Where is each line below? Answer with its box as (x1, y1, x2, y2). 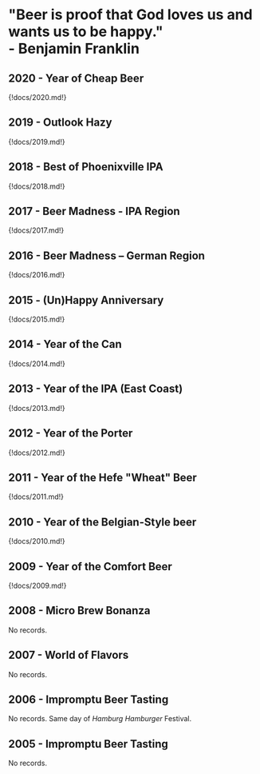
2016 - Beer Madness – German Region (8, 249, 206, 262)
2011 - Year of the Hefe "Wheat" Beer (8, 470, 197, 485)
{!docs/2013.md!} (8, 403, 65, 413)
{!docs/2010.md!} (8, 537, 65, 546)
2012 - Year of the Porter (8, 426, 133, 441)
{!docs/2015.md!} (8, 314, 65, 325)
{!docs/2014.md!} (8, 358, 65, 369)
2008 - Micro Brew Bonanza (8, 604, 151, 617)
